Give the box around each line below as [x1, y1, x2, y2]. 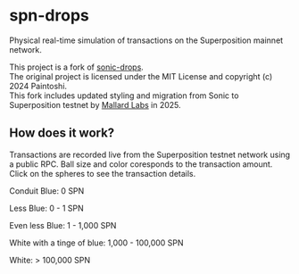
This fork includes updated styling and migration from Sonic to [9, 90, 239, 101]
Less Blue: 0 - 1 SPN [9, 203, 85, 213]
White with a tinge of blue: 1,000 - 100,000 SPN [9, 237, 185, 248]
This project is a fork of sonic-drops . [9, 62, 145, 72]
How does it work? [9, 126, 115, 141]
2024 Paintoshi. [9, 80, 68, 91]
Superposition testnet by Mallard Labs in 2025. [9, 99, 181, 110]
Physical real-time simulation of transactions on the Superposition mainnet [9, 35, 284, 46]
